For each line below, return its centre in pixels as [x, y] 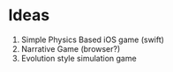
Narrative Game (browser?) [71, 48]
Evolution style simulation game [79, 58]
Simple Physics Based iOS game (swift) [93, 40]
